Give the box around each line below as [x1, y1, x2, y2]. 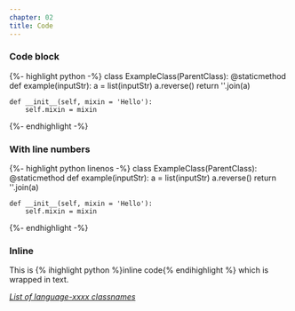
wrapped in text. [9, 275, 69, 285]
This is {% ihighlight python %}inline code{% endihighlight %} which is [9, 265, 269, 275]
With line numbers [9, 143, 91, 155]
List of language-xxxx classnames [9, 291, 136, 302]
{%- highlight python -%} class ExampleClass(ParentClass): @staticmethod [9, 70, 287, 81]
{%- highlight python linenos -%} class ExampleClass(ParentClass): [9, 163, 258, 174]
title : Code [9, 21, 53, 30]
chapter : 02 [9, 12, 53, 22]
